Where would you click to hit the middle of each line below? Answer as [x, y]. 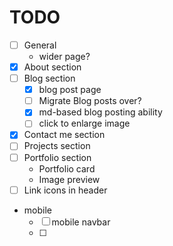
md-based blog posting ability [100, 112]
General [40, 45]
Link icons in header [65, 190]
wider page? [64, 56]
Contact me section [64, 135]
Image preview [69, 179]
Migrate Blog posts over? [90, 101]
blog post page [70, 90]
